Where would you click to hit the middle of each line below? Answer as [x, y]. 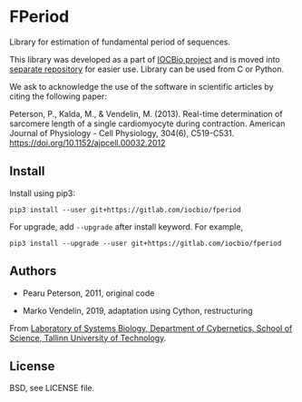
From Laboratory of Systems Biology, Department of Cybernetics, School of [151, 328]
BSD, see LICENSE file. [52, 388]
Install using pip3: [42, 193]
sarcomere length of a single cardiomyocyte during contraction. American [147, 123]
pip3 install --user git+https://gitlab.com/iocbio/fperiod [126, 210]
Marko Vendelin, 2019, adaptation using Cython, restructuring [137, 310]
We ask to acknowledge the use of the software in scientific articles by [141, 86]
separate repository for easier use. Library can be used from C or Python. [147, 69]
